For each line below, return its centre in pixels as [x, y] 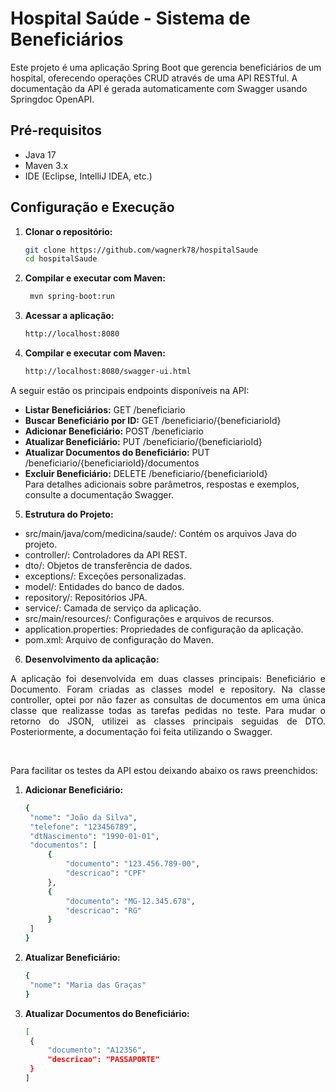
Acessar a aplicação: [69, 316]
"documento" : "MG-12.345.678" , [130, 901]
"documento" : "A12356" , [97, 1050]
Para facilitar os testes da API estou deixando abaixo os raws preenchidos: [164, 770]
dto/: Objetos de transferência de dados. [108, 565]
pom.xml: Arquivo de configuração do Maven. [119, 639]
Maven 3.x [46, 165]
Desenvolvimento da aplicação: [92, 659]
